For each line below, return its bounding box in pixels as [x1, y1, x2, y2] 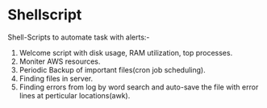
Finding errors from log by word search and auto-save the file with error [19, 82, 259, 92]
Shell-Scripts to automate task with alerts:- [7, 32, 150, 42]
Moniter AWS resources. [19, 56, 101, 66]
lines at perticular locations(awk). [19, 90, 131, 100]
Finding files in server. [19, 73, 94, 83]
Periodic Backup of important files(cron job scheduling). [19, 64, 207, 74]
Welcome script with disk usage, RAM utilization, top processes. [19, 48, 233, 57]
